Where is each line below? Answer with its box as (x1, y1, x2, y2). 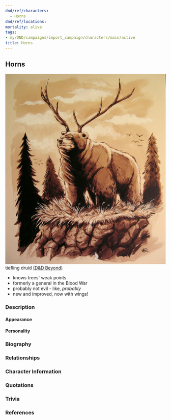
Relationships (5, 354, 40, 361)
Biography (5, 340, 32, 348)
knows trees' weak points (12, 275, 67, 281)
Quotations (5, 381, 34, 388)
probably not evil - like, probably (12, 285, 81, 292)
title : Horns (5, 41, 33, 46)
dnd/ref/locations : (5, 19, 47, 24)
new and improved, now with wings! (12, 291, 89, 297)
